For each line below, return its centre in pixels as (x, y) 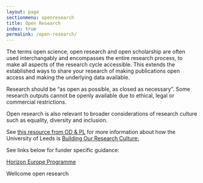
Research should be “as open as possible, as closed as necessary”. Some (98, 89)
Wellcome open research (38, 174)
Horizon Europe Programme (41, 162)
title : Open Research (34, 23)
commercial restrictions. (36, 102)
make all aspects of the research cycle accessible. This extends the (91, 65)
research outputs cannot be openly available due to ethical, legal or (90, 96)
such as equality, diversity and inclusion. (57, 120)
